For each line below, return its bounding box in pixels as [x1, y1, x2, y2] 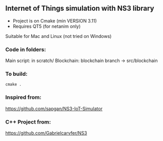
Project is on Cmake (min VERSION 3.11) [12, 17, 97, 24]
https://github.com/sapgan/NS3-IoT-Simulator [5, 105, 103, 112]
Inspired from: [5, 94, 42, 101]
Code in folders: [5, 46, 46, 53]
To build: [5, 70, 28, 77]
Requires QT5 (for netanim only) [12, 23, 81, 29]
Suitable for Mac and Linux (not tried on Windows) [5, 33, 112, 39]
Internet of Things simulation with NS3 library [5, 4, 155, 13]
